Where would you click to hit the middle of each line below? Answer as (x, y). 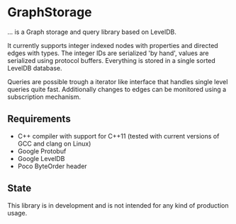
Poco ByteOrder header (52, 166)
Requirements (39, 119)
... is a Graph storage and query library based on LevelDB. (92, 32)
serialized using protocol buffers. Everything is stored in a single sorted (112, 60)
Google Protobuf (42, 151)
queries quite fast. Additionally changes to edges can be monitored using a (117, 89)
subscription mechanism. (44, 97)
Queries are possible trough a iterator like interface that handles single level (118, 81)
